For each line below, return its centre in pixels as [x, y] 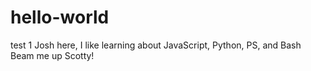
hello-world [60, 17]
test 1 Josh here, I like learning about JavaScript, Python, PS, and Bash [156, 45]
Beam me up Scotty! [52, 55]
